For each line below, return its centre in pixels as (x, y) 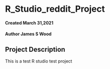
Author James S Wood (28, 34)
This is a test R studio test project (39, 61)
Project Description (35, 49)
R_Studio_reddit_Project (55, 9)
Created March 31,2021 (29, 23)
